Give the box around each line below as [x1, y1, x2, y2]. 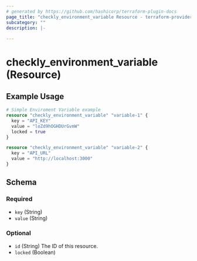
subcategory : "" [6, 19, 46, 25]
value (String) [14, 215, 48, 222]
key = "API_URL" [11, 150, 51, 156]
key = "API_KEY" [11, 118, 51, 124]
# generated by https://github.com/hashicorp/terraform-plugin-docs [6, 8, 177, 15]
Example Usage [6, 91, 64, 101]
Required [6, 195, 33, 203]
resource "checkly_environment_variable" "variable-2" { [6, 145, 148, 151]
